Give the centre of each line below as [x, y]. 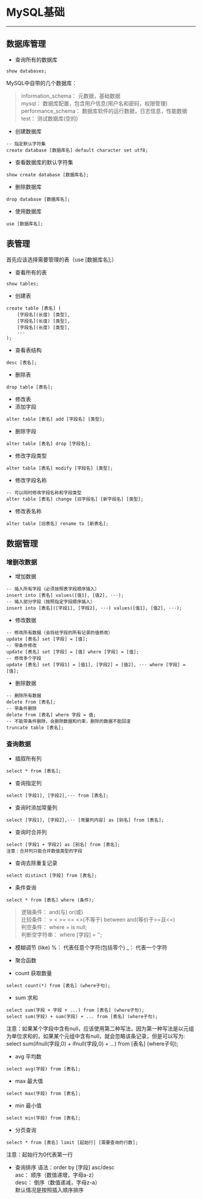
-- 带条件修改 [22, 646]
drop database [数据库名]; [38, 199]
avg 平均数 [28, 1056]
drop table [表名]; [30, 387]
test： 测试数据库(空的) [49, 118]
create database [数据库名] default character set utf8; [77, 150]
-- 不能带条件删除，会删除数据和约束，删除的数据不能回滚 [69, 722]
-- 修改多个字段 [24, 658]
